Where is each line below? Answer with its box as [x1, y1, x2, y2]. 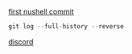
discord [8, 36, 34, 47]
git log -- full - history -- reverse [8, 23, 125, 31]
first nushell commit [8, 7, 74, 16]
